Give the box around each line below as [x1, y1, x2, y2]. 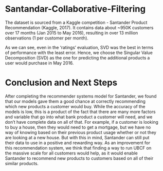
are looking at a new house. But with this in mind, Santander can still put [5, 134, 150, 140]
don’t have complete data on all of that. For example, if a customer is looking [5, 119, 159, 125]
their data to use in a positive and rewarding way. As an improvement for [5, 140, 150, 146]
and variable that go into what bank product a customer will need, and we [5, 114, 153, 120]
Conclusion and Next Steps [5, 77, 118, 88]
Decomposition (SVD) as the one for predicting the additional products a [5, 55, 150, 60]
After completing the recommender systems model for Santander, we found [5, 93, 157, 99]
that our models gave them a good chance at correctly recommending [5, 98, 146, 104]
